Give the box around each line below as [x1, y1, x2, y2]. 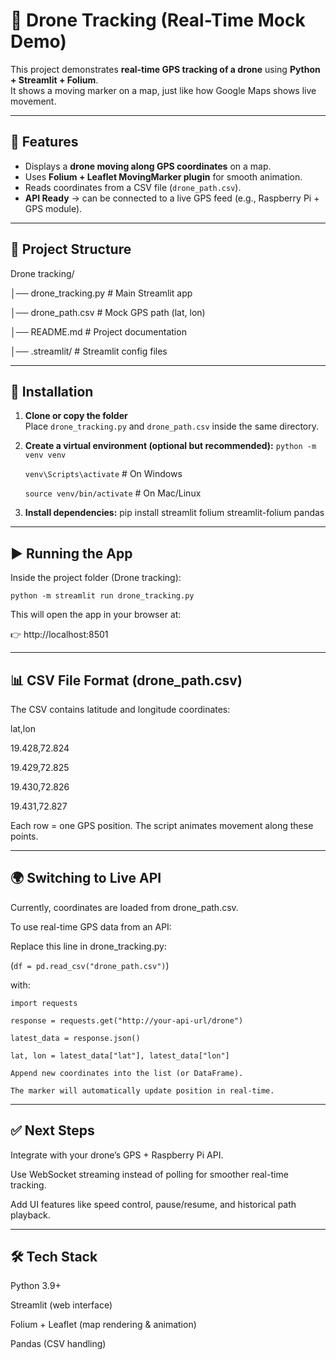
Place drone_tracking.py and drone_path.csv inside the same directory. [24, 420, 320, 433]
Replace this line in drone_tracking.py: [10, 940, 167, 952]
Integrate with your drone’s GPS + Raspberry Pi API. [10, 1149, 224, 1161]
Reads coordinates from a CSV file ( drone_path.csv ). [24, 181, 242, 193]
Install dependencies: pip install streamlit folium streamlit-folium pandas [24, 507, 325, 519]
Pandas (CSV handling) [10, 1338, 107, 1350]
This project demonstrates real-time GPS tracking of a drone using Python [10, 63, 321, 75]
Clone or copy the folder [24, 410, 128, 422]
